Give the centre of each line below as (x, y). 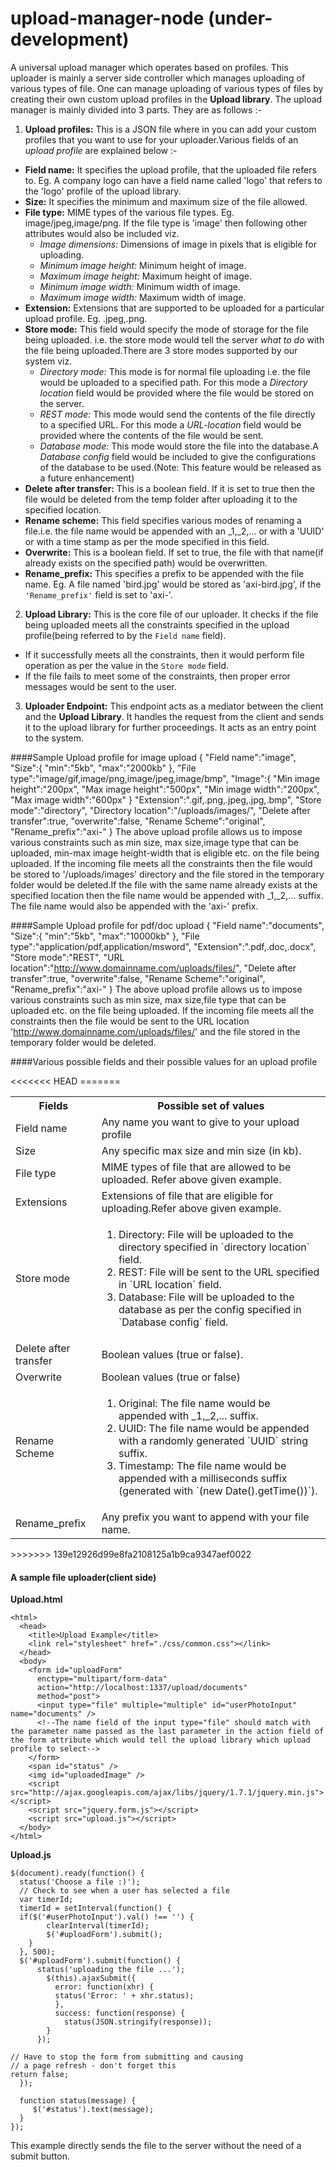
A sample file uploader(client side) (83, 1577)
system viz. (48, 361)
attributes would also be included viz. (102, 233)
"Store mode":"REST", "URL (67, 957)
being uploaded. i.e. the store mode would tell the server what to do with (174, 339)
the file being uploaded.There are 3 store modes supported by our (161, 350)
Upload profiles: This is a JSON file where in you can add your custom (170, 129)
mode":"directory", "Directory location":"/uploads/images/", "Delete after (160, 810)
